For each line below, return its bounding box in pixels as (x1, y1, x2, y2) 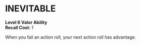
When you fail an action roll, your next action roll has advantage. (5, 34, 136, 40)
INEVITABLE (5, 3, 56, 14)
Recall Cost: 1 (5, 24, 34, 30)
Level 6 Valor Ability (5, 19, 47, 25)
